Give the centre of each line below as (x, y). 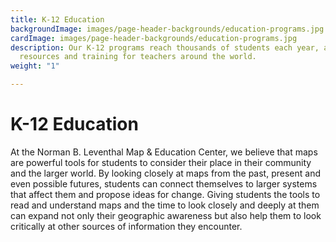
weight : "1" (35, 66)
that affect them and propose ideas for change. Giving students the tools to (165, 194)
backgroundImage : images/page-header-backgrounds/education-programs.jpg (167, 29)
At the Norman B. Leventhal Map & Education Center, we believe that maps (164, 152)
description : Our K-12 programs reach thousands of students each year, (165, 47)
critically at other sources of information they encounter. (126, 226)
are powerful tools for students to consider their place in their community (161, 162)
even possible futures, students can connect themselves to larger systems (164, 183)
